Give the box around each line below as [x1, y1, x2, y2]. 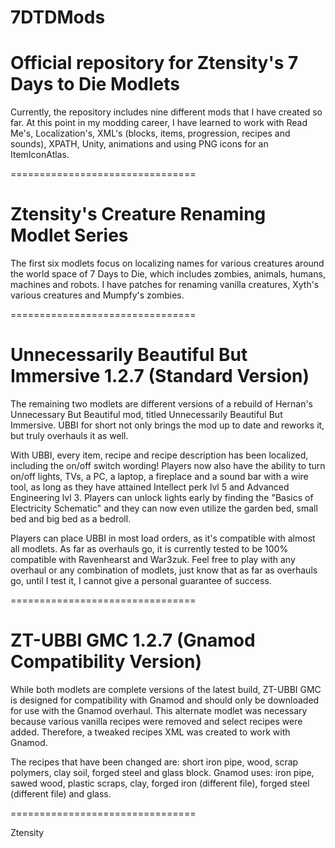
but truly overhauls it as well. [10, 430, 129, 441]
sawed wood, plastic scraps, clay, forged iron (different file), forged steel [10, 777, 310, 789]
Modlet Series [10, 224, 129, 247]
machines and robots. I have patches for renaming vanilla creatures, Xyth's [10, 279, 320, 291]
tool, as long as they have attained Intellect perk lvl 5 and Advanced [10, 481, 290, 493]
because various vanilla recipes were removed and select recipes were [10, 715, 303, 727]
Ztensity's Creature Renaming [10, 203, 267, 226]
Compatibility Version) [10, 651, 202, 673]
